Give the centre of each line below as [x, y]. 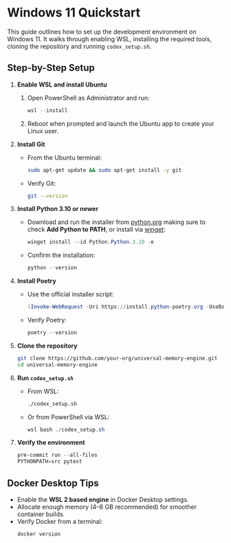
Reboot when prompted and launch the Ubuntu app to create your [121, 123]
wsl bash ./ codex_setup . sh [66, 430]
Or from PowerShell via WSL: [68, 417]
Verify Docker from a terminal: [60, 521]
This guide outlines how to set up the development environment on [102, 32]
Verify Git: [42, 183]
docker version [39, 534]
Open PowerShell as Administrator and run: [88, 98]
